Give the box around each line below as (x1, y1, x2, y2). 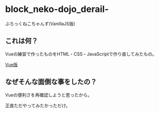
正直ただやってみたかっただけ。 (5, 102, 71, 108)
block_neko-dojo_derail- (5, 3, 109, 15)
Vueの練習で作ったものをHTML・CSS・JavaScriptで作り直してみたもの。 (5, 51, 157, 57)
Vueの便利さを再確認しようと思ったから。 (5, 91, 92, 98)
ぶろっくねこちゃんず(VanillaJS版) (5, 20, 76, 26)
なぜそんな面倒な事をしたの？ (5, 77, 97, 86)
